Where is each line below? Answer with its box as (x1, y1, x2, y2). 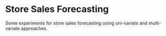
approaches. (20, 25, 48, 31)
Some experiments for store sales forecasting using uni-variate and (5, 20, 148, 26)
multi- (148, 20, 161, 26)
